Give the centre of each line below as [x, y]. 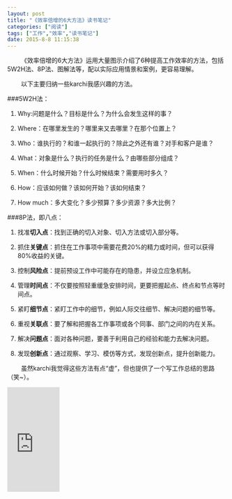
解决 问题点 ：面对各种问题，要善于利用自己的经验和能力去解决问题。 [115, 338]
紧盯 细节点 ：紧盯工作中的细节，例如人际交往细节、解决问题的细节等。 [118, 309]
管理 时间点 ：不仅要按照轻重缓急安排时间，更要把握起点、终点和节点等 [118, 285]
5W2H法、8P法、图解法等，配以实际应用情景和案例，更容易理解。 [102, 69]
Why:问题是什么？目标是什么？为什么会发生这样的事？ [95, 114]
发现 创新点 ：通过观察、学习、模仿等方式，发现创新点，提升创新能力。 [118, 354]
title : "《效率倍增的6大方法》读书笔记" [59, 20]
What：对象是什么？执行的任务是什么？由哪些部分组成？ [98, 158]
